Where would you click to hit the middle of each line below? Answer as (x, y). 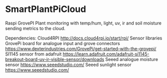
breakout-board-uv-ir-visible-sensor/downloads (55, 59)
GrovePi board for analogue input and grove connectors (62, 43)
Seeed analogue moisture (132, 59)
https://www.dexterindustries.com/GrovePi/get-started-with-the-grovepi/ (81, 48)
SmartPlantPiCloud (46, 9)
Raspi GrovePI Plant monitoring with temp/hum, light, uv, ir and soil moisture (83, 23)
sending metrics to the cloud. (35, 28)
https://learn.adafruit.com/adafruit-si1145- (106, 54)
